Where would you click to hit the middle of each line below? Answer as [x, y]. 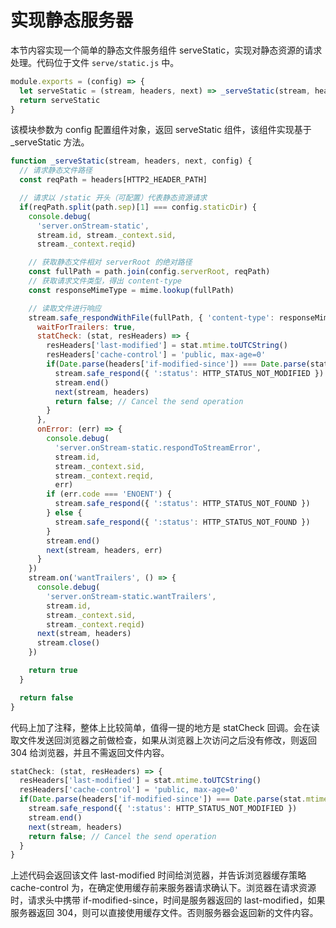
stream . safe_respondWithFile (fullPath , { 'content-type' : [151, 317]
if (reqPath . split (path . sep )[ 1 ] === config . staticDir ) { [138, 207]
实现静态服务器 [72, 20]
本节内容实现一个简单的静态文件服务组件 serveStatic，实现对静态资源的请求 [166, 50]
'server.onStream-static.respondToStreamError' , [158, 447]
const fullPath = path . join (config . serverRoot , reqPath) [149, 272]
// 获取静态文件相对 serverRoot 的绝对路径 [110, 262]
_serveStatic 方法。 [50, 142]
